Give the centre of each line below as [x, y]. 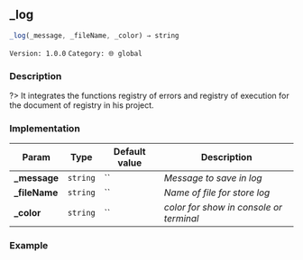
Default [129, 152]
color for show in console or [223, 208]
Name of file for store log [217, 193]
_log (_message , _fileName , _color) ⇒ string [94, 35]
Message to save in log [213, 178]
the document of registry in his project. [82, 105]
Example [29, 246]
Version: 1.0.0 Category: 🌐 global [76, 53]
